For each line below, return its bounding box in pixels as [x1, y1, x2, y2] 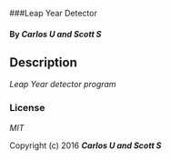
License [9, 102, 45, 115]
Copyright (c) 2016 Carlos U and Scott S [9, 140, 162, 151]
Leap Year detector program [9, 79, 116, 90]
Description [9, 55, 77, 70]
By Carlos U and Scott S [9, 28, 102, 39]
